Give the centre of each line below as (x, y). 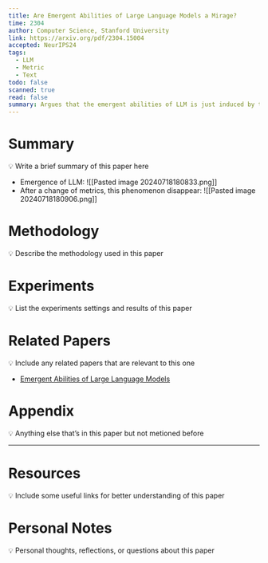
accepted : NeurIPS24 (43, 45)
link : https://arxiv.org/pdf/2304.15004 (77, 38)
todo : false (28, 82)
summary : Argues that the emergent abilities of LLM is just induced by (132, 104)
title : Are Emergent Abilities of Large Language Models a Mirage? (123, 16)
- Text (26, 75)
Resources (45, 473)
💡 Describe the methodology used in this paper (86, 253)
